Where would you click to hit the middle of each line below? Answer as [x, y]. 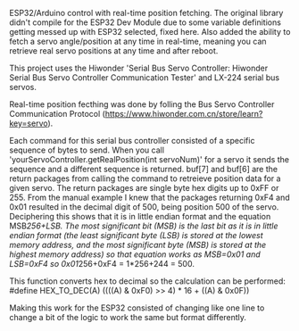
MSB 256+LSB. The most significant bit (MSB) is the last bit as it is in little [144, 226]
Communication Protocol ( [57, 114]
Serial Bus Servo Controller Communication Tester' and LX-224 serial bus [144, 78]
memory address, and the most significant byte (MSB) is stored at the [138, 245]
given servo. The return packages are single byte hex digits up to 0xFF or [144, 188]
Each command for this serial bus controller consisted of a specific [132, 141]
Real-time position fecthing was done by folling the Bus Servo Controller [142, 104]
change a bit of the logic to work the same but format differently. [128, 317]
